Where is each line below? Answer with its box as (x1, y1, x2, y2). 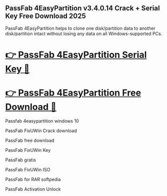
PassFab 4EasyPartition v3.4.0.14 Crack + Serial (5, 4, 160, 13)
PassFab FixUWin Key (5, 147, 51, 153)
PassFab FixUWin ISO (5, 166, 50, 172)
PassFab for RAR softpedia (5, 176, 61, 182)
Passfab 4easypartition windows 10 (5, 118, 79, 124)
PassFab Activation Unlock (5, 186, 61, 192)
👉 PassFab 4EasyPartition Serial (5, 49, 147, 60)
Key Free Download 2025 (5, 12, 86, 21)
